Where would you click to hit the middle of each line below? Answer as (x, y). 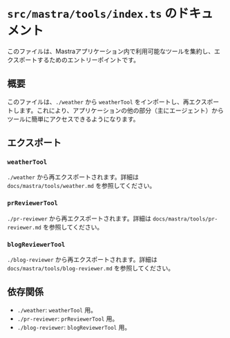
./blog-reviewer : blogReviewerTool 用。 (74, 327)
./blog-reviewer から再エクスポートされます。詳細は (82, 260)
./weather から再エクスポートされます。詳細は (73, 177)
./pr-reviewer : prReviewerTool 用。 (68, 319)
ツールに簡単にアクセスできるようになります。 (73, 119)
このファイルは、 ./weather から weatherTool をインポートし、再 (98, 102)
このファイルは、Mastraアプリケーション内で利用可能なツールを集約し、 (111, 51)
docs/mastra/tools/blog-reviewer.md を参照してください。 (91, 268)
